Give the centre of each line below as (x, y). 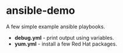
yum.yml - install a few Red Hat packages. (66, 44)
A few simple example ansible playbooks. (56, 26)
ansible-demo (41, 11)
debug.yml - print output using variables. (64, 37)
